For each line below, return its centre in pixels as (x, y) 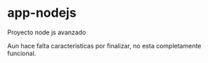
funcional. (22, 53)
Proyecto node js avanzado (47, 32)
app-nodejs (42, 13)
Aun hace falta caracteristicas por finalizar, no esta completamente (104, 45)
